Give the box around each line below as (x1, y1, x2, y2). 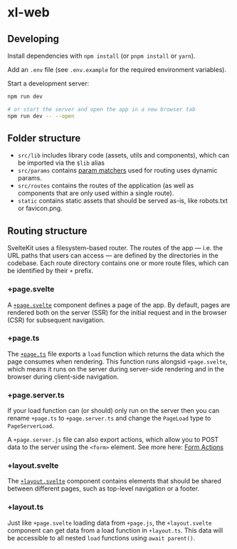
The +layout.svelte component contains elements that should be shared (7, 477, 222, 486)
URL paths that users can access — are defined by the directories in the (7, 251, 218, 260)
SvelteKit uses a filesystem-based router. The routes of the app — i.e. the (7, 244, 223, 252)
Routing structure (7, 225, 88, 237)
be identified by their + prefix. (7, 267, 94, 275)
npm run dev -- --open (7, 112, 75, 120)
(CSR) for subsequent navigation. (7, 315, 105, 324)
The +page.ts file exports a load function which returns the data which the (7, 349, 225, 358)
